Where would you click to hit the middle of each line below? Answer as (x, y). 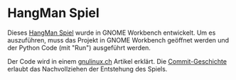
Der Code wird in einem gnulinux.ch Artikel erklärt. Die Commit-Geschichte (117, 61)
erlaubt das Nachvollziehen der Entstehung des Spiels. (87, 69)
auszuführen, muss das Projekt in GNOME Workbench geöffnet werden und (118, 40)
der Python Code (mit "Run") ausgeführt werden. (79, 47)
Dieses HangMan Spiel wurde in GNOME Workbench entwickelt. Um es (112, 33)
